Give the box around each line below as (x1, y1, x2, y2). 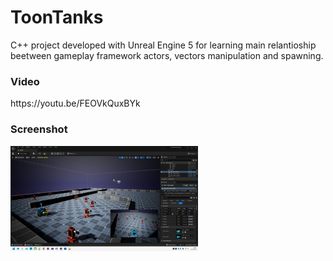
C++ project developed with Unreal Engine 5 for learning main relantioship (10, 39, 317, 51)
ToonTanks (10, 6, 104, 29)
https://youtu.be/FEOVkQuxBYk (10, 97, 141, 110)
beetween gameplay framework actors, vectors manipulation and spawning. (10, 49, 324, 61)
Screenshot (10, 122, 68, 136)
